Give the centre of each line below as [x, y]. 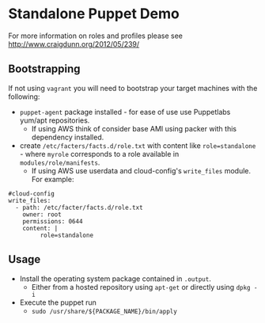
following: [24, 97]
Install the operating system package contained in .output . [115, 279]
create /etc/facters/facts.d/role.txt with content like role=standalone [138, 145]
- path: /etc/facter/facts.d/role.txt [79, 207]
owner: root [42, 215]
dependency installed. [68, 137]
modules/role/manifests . [60, 162]
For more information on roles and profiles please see [96, 36]
